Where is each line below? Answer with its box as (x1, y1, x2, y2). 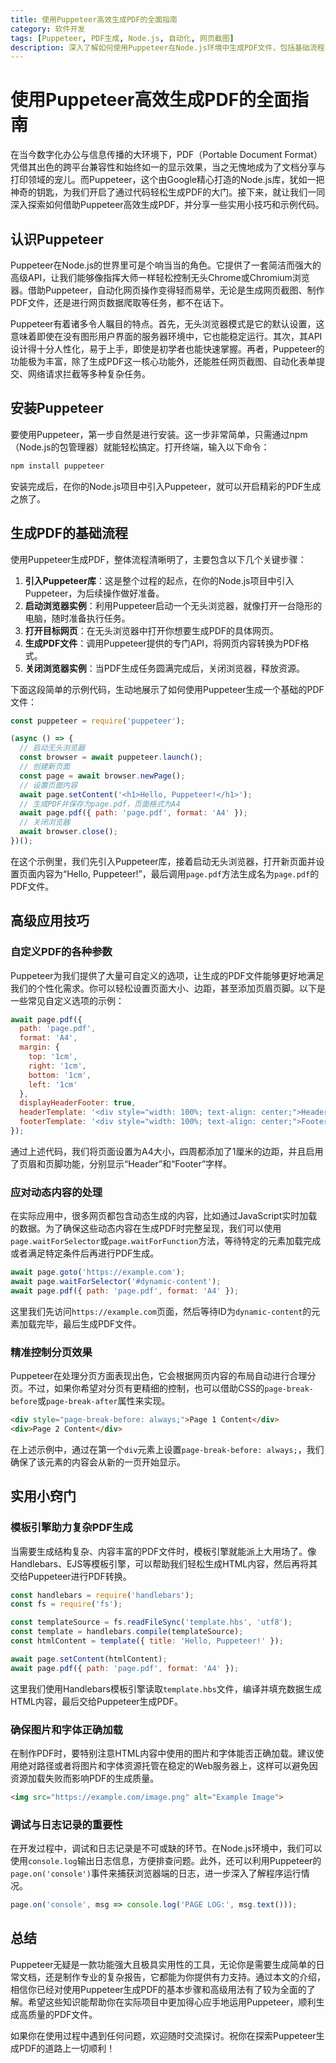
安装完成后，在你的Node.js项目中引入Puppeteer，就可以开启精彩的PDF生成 (10, 480, 322, 492)
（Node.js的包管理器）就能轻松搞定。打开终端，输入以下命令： (10, 441, 270, 453)
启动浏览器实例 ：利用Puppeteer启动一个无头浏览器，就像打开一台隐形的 (24, 599, 323, 611)
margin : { (19, 1042, 60, 1053)
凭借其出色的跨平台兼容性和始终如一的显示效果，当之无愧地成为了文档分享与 (10, 161, 326, 173)
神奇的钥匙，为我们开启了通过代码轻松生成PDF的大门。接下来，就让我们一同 (10, 186, 326, 198)
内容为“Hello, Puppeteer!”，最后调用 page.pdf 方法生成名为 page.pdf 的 (36, 867, 320, 880)
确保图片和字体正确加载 (10, 1722, 123, 1736)
